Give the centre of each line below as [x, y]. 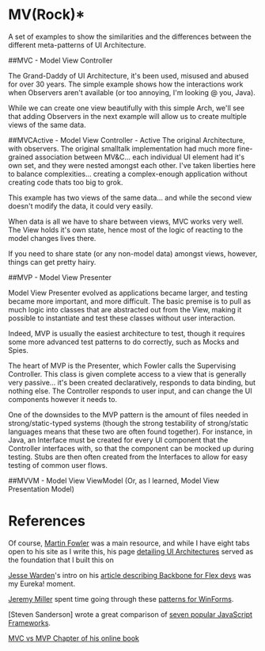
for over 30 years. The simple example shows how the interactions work [126, 84]
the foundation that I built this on [61, 560]
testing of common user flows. [58, 465]
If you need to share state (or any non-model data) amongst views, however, [133, 253]
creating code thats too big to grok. [66, 182]
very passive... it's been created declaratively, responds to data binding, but [132, 382]
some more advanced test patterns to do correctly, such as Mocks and [124, 342]
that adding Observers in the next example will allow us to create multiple [127, 116]
